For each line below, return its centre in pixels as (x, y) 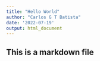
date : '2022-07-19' (30, 23)
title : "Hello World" (33, 12)
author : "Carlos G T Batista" (44, 17)
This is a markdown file (50, 52)
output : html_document (34, 28)
